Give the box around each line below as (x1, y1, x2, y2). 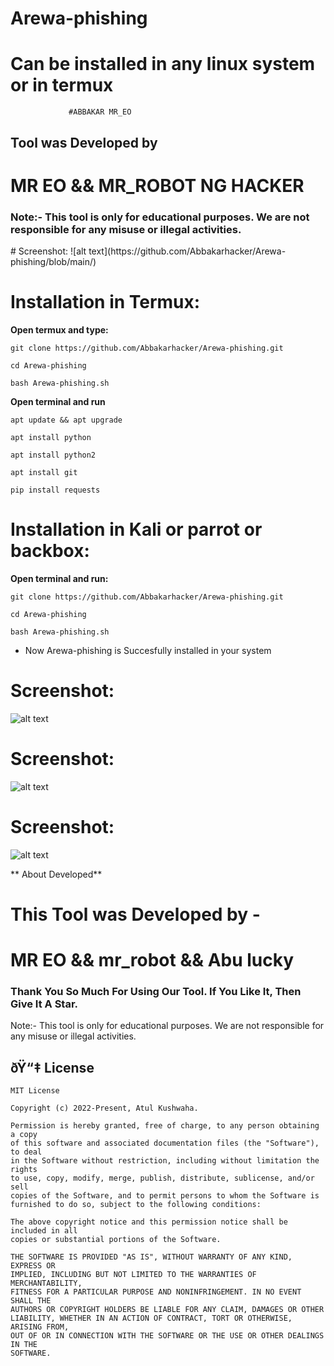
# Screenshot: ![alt (10, 245, 87, 257)
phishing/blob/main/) (10, 256, 97, 267)
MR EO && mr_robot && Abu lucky (10, 949, 295, 972)
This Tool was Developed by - (10, 903, 261, 926)
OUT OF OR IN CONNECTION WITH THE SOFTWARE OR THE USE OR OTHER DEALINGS (10, 1331, 325, 1341)
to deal (10, 1147, 43, 1157)
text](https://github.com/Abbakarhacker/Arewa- (88, 245, 287, 257)
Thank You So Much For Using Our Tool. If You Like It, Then (10, 984, 302, 998)
